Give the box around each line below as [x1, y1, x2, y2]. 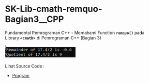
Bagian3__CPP [5, 14, 64, 25]
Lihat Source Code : [5, 63, 45, 69]
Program [12, 72, 30, 78]
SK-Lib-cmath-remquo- [5, 3, 103, 15]
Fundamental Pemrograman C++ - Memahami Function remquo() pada [5, 30, 145, 35]
